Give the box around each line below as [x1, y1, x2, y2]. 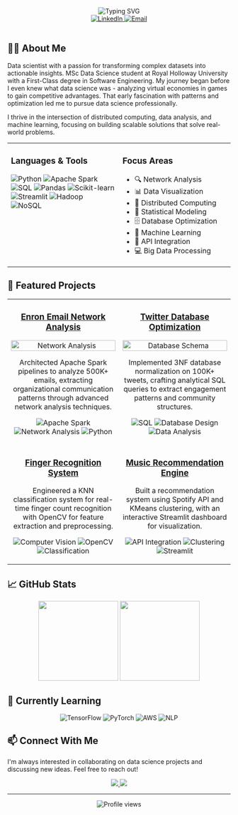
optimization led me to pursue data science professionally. [7, 99, 178, 107]
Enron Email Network [21, 311, 106, 322]
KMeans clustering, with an [130, 504, 220, 514]
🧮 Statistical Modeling [134, 206, 207, 216]
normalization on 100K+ [134, 367, 215, 377]
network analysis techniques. [14, 402, 112, 412]
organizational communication [13, 384, 114, 394]
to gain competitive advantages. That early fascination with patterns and [7, 92, 220, 100]
